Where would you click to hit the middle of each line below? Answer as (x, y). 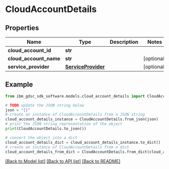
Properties (22, 28)
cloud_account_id (29, 50)
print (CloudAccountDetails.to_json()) (46, 129)
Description (124, 42)
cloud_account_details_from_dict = (43, 152)
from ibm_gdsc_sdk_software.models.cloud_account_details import (75, 96)
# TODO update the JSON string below (45, 105)
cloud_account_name (34, 59)
